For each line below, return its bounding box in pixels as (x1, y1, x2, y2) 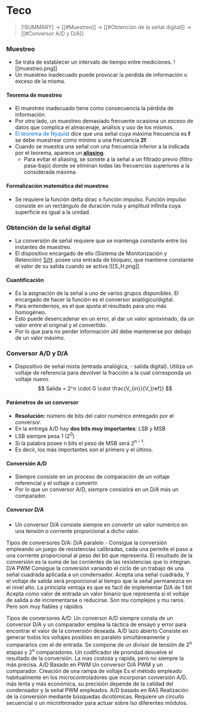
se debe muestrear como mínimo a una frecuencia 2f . (14, 136, 148, 144)
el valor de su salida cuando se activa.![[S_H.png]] (14, 262, 140, 270)
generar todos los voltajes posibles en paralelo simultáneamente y (6, 634, 170, 641)
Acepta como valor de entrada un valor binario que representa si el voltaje (6, 590, 190, 597)
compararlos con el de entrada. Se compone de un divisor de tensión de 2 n (6, 640, 192, 648)
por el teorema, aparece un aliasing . (14, 149, 105, 157)
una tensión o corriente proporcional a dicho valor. (14, 528, 140, 535)
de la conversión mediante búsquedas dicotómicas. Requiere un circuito (6, 693, 184, 700)
